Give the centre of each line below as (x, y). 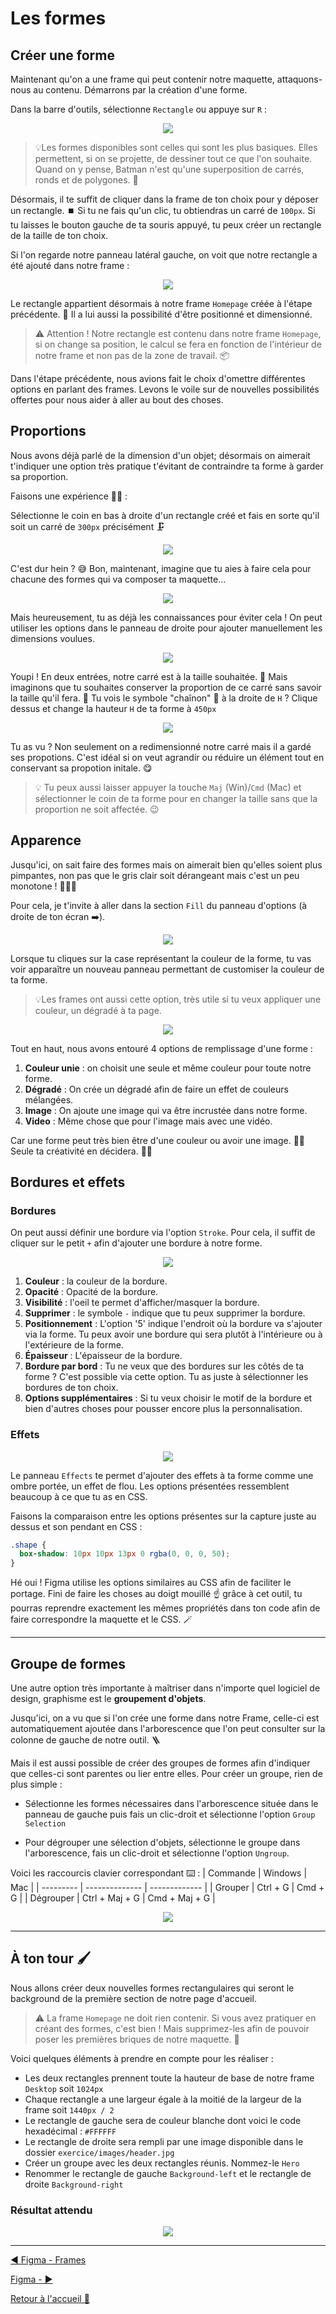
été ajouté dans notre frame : (70, 265)
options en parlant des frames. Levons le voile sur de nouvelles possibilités (165, 389)
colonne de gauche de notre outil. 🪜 (85, 1740)
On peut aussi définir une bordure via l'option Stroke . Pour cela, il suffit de (163, 1233)
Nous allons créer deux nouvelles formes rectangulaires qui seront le (152, 1988)
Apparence (46, 840)
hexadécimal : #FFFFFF (70, 2131)
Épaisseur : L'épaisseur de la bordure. (103, 1356)
